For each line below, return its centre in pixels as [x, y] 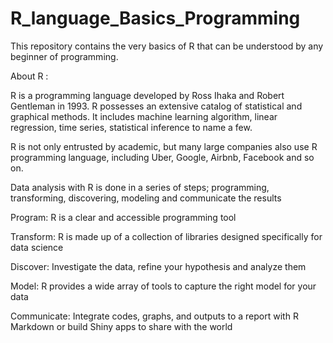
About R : [29, 76]
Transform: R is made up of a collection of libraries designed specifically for [166, 236]
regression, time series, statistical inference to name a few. [131, 127]
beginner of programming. [64, 56]
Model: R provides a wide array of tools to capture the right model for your [163, 286]
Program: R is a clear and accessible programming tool [123, 217]
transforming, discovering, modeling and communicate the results [146, 198]
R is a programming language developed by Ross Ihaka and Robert [147, 95]
